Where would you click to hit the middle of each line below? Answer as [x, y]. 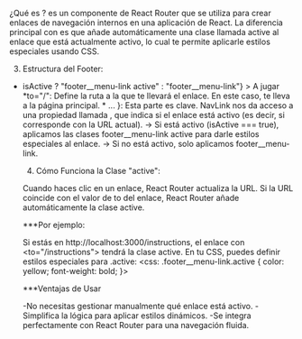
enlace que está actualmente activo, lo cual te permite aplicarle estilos [140, 41]
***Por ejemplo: [54, 225]
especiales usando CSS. [55, 51]
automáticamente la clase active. [83, 207]
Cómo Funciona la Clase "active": [98, 171]
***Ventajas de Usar [62, 289]
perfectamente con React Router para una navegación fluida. [136, 325]
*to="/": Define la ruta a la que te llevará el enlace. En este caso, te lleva [156, 96]
